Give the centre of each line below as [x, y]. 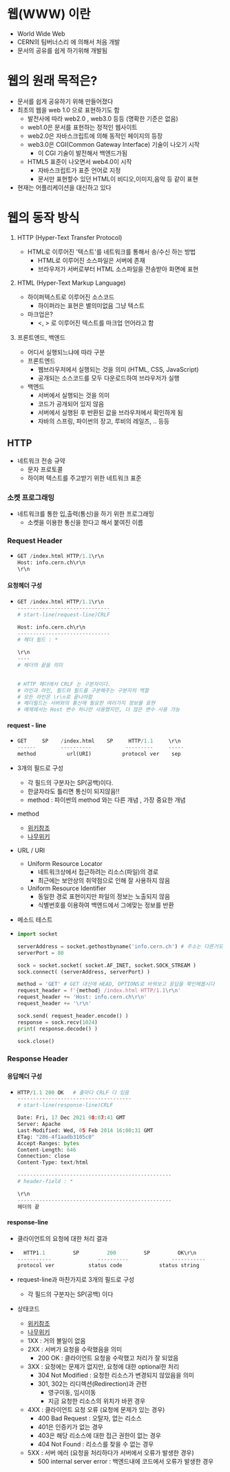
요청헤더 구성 [25, 585]
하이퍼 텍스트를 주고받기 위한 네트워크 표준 [85, 478]
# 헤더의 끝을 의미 [40, 665]
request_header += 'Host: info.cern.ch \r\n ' [82, 997]
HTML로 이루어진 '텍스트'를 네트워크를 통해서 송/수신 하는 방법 [112, 252]
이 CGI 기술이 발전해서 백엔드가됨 [83, 153]
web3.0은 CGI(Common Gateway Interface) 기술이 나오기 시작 [113, 144]
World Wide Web [41, 33]
